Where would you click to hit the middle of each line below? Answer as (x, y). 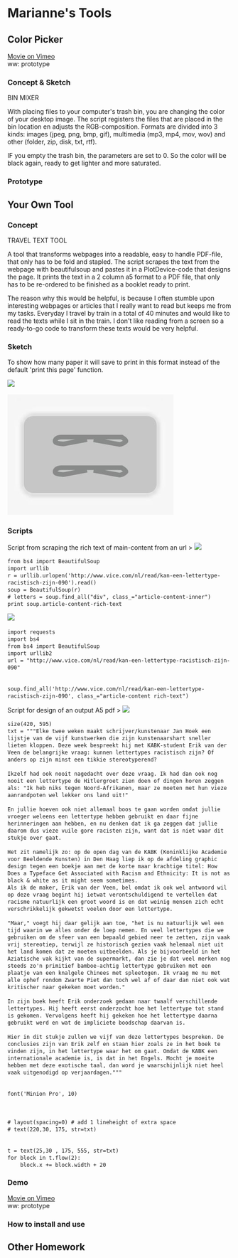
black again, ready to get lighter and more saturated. (84, 163)
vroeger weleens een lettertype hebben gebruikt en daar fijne (103, 816)
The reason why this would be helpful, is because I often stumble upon (111, 298)
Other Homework (46, 1247)
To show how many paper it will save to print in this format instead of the (114, 362)
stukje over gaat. (34, 838)
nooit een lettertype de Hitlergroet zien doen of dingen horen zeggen (115, 781)
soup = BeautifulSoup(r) (44, 590)
